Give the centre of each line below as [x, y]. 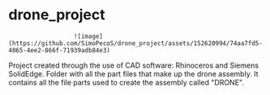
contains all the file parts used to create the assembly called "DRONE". [126, 82]
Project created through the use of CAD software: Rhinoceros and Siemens [134, 65]
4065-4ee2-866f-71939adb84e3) [60, 50]
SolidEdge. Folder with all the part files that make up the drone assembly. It [133, 73]
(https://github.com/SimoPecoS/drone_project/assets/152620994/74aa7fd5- [136, 43]
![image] [88, 36]
